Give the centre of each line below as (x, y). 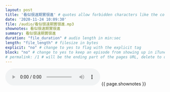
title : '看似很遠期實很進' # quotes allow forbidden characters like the (81, 15)
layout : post (19, 10)
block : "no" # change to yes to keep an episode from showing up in (79, 52)
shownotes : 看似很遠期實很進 (33, 29)
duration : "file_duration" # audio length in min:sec (63, 38)
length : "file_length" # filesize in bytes (52, 43)
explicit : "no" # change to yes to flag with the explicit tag (73, 48)
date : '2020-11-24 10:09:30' (36, 19)
